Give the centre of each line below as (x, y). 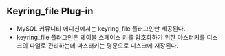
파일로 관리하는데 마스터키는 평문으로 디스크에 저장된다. (104, 45)
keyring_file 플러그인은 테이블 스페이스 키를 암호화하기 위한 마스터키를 (111, 37)
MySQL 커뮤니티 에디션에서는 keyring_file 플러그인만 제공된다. (101, 28)
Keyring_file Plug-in (50, 11)
